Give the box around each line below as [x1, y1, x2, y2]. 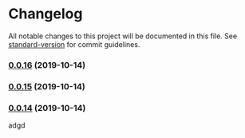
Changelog [8, 5, 83, 23]
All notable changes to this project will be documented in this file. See [8, 31, 238, 41]
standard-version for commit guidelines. [8, 39, 140, 49]
